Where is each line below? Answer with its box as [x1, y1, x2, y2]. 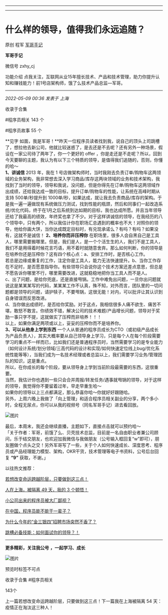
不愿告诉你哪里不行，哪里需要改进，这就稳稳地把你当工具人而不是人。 [5, 270, 150, 276]
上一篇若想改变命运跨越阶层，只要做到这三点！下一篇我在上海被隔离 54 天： [5, 598, 162, 604]
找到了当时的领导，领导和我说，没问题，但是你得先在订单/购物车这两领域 [5, 182, 156, 188]
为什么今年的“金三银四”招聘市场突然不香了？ [5, 519, 97, 525]
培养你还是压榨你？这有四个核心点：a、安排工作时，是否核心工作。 [9, 251, 148, 257]
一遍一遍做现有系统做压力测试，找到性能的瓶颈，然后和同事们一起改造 [13, 200, 158, 207]
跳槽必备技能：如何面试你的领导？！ [5, 529, 80, 535]
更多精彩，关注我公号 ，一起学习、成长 [5, 545, 85, 551]
